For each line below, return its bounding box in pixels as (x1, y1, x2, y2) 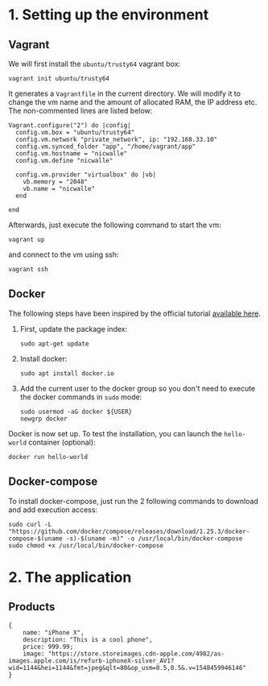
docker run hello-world (8, 453, 89, 461)
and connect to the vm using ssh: (8, 250, 119, 259)
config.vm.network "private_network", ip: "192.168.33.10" (15, 135, 218, 143)
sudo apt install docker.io (19, 369, 114, 378)
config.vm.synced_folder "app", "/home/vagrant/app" (15, 143, 196, 151)
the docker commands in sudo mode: (19, 392, 142, 402)
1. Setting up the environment (8, 6, 209, 24)
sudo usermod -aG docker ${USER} (19, 407, 133, 415)
